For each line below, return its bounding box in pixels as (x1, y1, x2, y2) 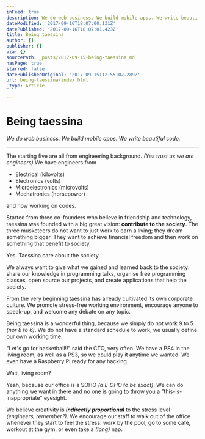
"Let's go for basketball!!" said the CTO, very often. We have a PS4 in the (6, 344, 190, 352)
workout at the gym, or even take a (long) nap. (6, 426, 123, 433)
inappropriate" (6, 394, 43, 401)
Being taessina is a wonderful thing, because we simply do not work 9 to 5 (6, 319, 194, 327)
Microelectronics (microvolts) (15, 183, 90, 191)
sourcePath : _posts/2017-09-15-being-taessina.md (6, 54, 135, 61)
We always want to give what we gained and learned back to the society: (6, 264, 190, 271)
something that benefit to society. (6, 240, 91, 247)
